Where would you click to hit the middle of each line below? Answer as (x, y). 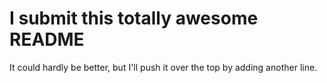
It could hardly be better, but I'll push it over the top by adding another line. (163, 67)
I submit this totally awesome (134, 18)
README (47, 39)
